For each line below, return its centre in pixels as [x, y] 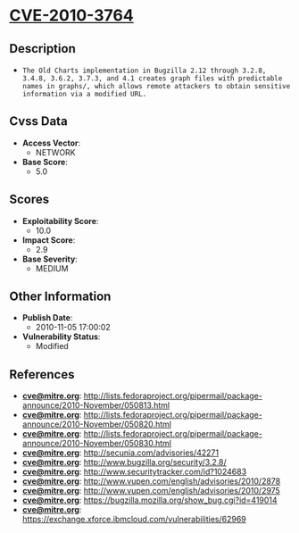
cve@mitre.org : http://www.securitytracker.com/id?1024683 [134, 472]
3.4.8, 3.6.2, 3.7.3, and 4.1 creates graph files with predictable [152, 79]
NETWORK [55, 152]
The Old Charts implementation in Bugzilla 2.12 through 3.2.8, [144, 71]
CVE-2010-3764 [71, 16]
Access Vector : [51, 143]
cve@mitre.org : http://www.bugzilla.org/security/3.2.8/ [125, 462]
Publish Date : [47, 318]
